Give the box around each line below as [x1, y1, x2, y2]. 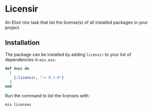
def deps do [5, 66, 29, 71]
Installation [5, 39, 40, 47]
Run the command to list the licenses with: [5, 93, 90, 99]
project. [5, 24, 21, 30]
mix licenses [5, 102, 32, 107]
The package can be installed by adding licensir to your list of [5, 51, 132, 57]
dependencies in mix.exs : [5, 57, 56, 63]
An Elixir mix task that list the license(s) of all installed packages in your [5, 19, 148, 25]
